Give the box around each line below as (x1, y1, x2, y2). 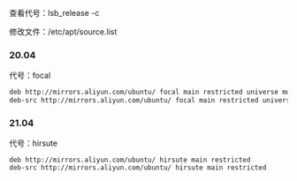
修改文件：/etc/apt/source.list (9, 26, 118, 37)
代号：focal (9, 70, 51, 81)
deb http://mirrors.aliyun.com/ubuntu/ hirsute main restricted (9, 155, 251, 165)
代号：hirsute (9, 138, 58, 148)
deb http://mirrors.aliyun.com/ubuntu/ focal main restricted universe (9, 87, 278, 97)
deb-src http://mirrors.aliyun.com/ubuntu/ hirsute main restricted (9, 163, 267, 172)
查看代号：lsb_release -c (9, 8, 100, 18)
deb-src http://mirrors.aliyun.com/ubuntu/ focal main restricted (9, 96, 259, 105)
